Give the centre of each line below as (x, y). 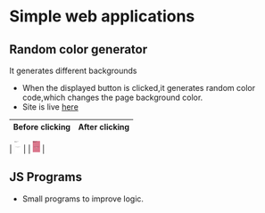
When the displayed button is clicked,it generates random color (139, 88)
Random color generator (79, 49)
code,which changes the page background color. (112, 97)
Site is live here (50, 107)
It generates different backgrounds (73, 70)
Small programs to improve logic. (83, 199)
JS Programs (46, 177)
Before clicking (42, 127)
